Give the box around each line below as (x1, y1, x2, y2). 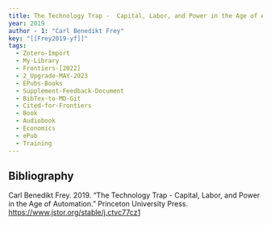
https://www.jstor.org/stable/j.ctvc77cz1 (8, 207, 141, 218)
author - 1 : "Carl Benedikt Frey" (8, 27, 125, 35)
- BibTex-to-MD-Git (15, 94, 81, 102)
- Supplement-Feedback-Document (15, 86, 125, 95)
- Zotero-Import (15, 49, 70, 57)
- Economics (15, 124, 56, 132)
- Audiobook (15, 117, 56, 125)
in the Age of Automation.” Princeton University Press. (8, 199, 189, 209)
